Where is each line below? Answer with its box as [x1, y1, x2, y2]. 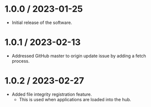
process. [11, 58, 30, 64]
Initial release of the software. [11, 20, 72, 25]
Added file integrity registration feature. [11, 91, 92, 97]
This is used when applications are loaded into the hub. [19, 96, 131, 102]
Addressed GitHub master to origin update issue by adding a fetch [11, 53, 146, 59]
